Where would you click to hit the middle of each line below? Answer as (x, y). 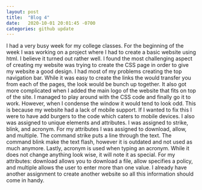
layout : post (23, 12)
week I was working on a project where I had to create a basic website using (101, 52)
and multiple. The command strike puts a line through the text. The (89, 136)
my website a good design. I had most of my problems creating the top (94, 71)
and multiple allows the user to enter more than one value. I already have (96, 168)
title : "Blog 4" (28, 17)
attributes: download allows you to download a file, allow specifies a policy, (99, 161)
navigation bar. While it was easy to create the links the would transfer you (99, 78)
